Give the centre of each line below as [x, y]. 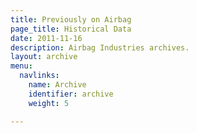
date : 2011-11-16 [46, 38]
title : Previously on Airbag [71, 19]
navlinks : [39, 76]
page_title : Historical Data [71, 29]
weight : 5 [49, 103]
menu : [21, 66]
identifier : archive [71, 94]
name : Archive [57, 85]
